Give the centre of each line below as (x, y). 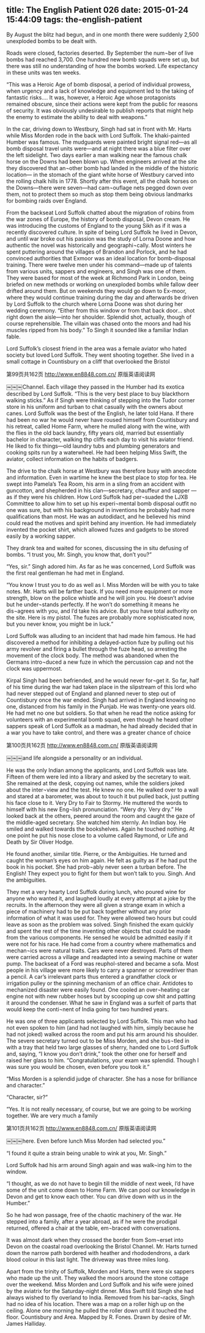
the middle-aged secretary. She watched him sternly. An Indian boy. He (96, 822)
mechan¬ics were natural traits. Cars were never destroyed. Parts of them (100, 950)
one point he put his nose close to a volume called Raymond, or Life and (97, 835)
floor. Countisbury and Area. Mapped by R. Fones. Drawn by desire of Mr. (99, 1317)
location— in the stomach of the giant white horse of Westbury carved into (100, 174)
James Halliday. (26, 1323)
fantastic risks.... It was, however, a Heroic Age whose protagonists (91, 97)
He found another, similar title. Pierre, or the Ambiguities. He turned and (97, 853)
